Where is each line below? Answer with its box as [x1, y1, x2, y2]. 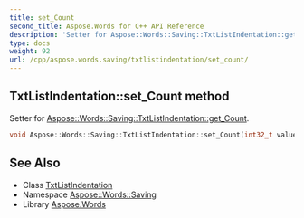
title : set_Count [9, 13, 75, 23]
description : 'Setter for [9, 30, 107, 39]
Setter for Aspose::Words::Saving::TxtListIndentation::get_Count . [9, 112, 250, 123]
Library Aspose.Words [22, 198, 107, 209]
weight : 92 [9, 47, 51, 56]
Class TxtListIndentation [22, 179, 113, 190]
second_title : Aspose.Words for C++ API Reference [9, 22, 204, 31]
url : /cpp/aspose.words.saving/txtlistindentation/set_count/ [9, 55, 249, 64]
